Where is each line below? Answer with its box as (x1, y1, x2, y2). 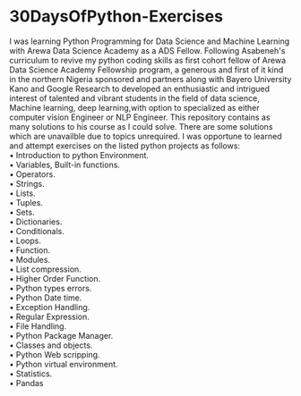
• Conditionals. (9, 225, 64, 236)
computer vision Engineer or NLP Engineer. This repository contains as (9, 112, 271, 122)
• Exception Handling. (9, 301, 90, 312)
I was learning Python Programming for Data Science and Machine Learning (9, 36, 290, 46)
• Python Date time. (9, 292, 82, 303)
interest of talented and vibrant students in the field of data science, (9, 92, 260, 104)
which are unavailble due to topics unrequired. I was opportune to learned (9, 131, 282, 141)
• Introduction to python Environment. (9, 149, 150, 160)
